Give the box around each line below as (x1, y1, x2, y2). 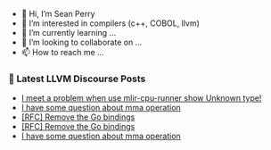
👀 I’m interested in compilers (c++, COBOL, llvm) (21, 18, 200, 29)
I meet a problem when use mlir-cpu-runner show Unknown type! (21, 93, 262, 104)
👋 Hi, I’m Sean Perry (21, 9, 95, 19)
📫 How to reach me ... (21, 47, 104, 57)
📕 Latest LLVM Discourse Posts (8, 72, 146, 85)
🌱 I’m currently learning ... (21, 28, 117, 37)
